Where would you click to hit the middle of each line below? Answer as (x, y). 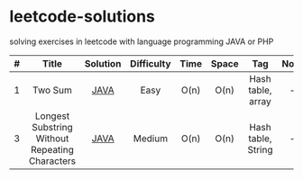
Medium (151, 139)
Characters (52, 161)
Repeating (52, 149)
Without (52, 139)
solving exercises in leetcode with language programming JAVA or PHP (142, 41)
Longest (52, 116)
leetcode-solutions (83, 17)
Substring (52, 127)
